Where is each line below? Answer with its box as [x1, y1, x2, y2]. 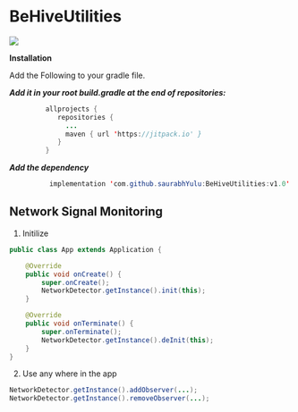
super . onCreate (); [41, 278, 110, 287]
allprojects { [45, 105, 98, 114]
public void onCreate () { [25, 270, 123, 279]
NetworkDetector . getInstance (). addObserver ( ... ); [9, 386, 199, 395]
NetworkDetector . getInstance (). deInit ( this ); [41, 335, 215, 345]
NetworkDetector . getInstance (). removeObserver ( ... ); [9, 394, 210, 403]
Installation [9, 52, 52, 63]
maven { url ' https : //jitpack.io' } [65, 130, 202, 139]
